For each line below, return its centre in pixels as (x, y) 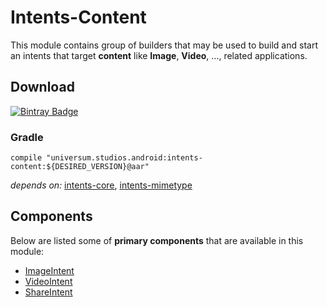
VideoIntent (48, 281)
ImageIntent (49, 270)
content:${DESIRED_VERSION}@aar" (80, 167)
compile (26, 158)
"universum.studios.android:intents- (124, 158)
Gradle (27, 137)
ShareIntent (48, 292)
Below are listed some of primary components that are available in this (157, 240)
